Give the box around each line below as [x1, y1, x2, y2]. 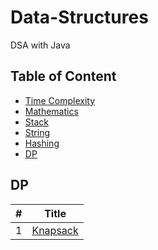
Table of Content [10, 68, 117, 85]
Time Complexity [24, 94, 96, 106]
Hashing [24, 137, 60, 149]
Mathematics [24, 105, 79, 117]
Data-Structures [10, 6, 149, 29]
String [24, 126, 51, 138]
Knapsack [31, 223, 79, 237]
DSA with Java [10, 39, 71, 51]
